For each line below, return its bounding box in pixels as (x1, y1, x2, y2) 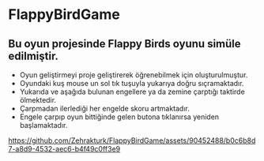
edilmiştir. (8, 49, 59, 62)
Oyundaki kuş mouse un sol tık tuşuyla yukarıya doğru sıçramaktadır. (19, 79, 244, 88)
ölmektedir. (19, 95, 57, 104)
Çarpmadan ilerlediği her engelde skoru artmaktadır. (19, 104, 190, 113)
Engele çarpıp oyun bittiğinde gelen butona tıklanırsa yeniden (19, 112, 220, 122)
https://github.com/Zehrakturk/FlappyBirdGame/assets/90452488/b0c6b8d (8, 136, 256, 145)
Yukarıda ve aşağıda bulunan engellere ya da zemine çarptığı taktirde (19, 87, 245, 96)
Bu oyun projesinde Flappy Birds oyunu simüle (8, 37, 241, 51)
